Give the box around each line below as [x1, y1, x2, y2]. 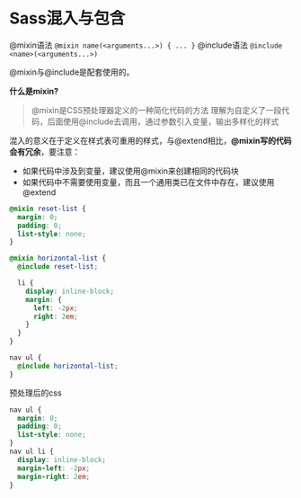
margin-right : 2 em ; [17, 472, 91, 481]
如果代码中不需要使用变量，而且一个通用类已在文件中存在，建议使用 [22, 176, 275, 187]
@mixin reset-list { [9, 204, 87, 213]
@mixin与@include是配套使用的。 [9, 67, 135, 77]
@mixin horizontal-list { [9, 253, 106, 263]
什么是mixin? [9, 85, 59, 96]
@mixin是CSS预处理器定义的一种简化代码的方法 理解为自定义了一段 [31, 104, 282, 115]
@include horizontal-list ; [17, 361, 119, 370]
